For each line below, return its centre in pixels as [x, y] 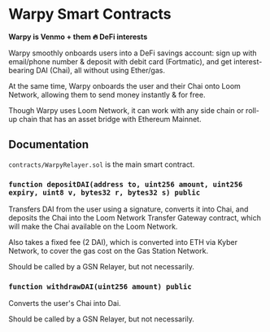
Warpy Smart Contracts [90, 14]
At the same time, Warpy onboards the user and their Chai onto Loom [125, 85]
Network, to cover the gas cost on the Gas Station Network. [109, 251]
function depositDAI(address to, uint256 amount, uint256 [126, 184]
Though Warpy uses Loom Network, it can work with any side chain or [126, 110]
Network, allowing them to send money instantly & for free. [107, 94]
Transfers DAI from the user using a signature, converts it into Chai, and [128, 209]
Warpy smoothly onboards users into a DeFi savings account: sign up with [133, 53]
